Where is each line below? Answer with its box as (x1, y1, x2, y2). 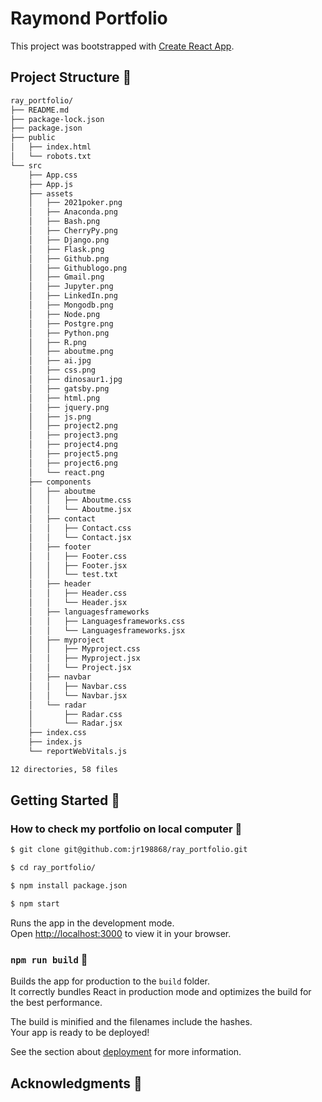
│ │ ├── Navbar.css (28, 681, 128, 691)
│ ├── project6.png (28, 458, 118, 468)
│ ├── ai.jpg (28, 356, 92, 366)
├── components (28, 477, 92, 487)
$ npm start (10, 899, 60, 909)
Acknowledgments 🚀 (10, 1075, 143, 1092)
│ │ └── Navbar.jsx (28, 690, 128, 701)
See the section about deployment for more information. (10, 1046, 242, 1058)
